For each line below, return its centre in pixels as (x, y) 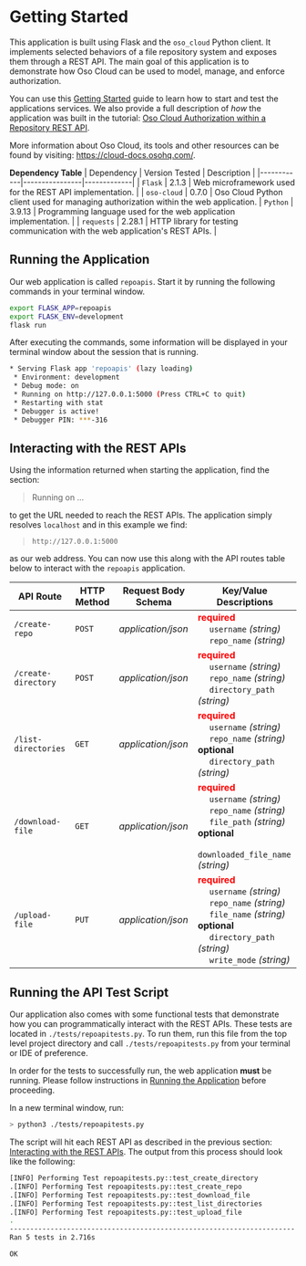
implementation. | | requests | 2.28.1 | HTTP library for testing (124, 221)
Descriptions (245, 602)
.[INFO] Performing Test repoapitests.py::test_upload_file (126, 1212)
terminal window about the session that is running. (104, 352)
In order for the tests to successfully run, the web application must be (141, 1071)
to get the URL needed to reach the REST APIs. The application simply (141, 515)
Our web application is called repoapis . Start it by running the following (143, 281)
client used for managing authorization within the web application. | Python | (152, 202)
